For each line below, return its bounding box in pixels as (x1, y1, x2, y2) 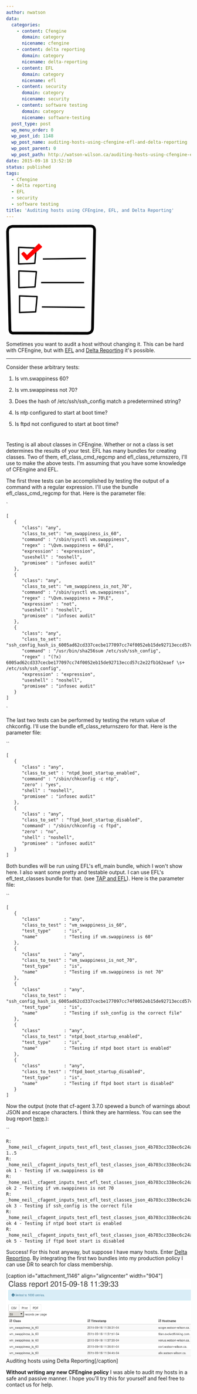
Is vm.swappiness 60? (14, 375, 69, 382)
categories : (11, 22, 41, 28)
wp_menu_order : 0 (11, 127, 54, 133)
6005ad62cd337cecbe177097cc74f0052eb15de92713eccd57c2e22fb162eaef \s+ (6, 660, 185, 666)
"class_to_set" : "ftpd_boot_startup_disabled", (21, 817, 143, 823)
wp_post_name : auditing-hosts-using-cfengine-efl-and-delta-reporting (11, 140, 188, 145)
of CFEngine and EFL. (6, 466, 59, 473)
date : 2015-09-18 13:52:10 (6, 158, 72, 164)
